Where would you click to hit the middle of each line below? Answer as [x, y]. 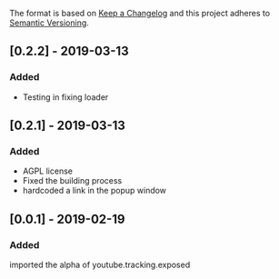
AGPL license [47, 171]
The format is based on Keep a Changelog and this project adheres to [140, 13]
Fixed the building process [72, 181]
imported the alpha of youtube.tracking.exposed [100, 265]
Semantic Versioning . [49, 23]
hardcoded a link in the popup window [94, 191]
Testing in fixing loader [65, 97]
